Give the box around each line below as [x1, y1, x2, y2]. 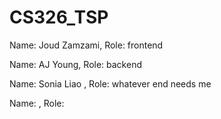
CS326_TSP [9, 6, 109, 29]
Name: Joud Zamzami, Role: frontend [9, 39, 164, 51]
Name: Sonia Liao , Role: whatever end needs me [9, 77, 212, 90]
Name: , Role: [9, 97, 65, 109]
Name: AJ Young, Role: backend [9, 58, 142, 70]
